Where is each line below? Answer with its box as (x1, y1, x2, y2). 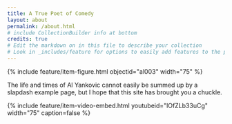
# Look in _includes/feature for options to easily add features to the (7, 49, 221, 56)
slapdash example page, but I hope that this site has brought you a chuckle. (7, 87, 222, 96)
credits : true (7, 36, 48, 43)
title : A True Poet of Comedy (7, 10, 95, 17)
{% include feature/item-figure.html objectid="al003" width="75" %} (7, 67, 203, 76)
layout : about (7, 17, 48, 23)
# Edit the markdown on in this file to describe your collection (7, 42, 202, 49)
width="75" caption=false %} (7, 108, 91, 117)
